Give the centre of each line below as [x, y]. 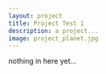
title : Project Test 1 [46, 23]
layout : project [35, 16]
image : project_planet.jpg [53, 38]
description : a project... [53, 31]
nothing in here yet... [43, 61]
